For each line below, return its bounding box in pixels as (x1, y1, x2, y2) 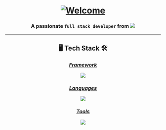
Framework (69, 61, 97, 68)
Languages (69, 85, 97, 92)
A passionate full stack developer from (31, 23, 129, 30)
